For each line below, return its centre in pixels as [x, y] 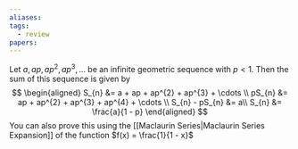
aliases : [25, 17]
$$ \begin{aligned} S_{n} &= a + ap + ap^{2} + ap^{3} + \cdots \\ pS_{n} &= [150, 92]
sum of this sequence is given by [70, 79]
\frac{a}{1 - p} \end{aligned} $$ [150, 112]
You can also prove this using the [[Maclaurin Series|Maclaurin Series [137, 125]
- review [33, 34]
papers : [24, 42]
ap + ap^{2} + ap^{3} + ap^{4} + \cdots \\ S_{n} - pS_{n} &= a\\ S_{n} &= [150, 102]
